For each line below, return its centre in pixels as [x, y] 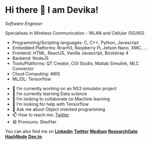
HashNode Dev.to [24, 136]
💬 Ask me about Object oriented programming [59, 109]
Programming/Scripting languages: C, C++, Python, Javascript [75, 42]
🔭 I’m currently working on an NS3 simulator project [64, 88]
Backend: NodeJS [30, 58]
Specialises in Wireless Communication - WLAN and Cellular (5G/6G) [75, 33]
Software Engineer [24, 24]
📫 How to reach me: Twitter [41, 115]
